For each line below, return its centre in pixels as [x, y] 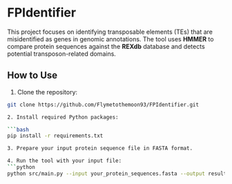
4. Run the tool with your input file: [65, 161]
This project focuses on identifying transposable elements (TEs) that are [110, 32]
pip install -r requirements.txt [55, 136]
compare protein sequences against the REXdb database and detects [106, 46]
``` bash [18, 130]
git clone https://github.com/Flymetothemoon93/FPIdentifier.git [103, 105]
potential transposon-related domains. [61, 54]
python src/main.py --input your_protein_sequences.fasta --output [106, 174]
